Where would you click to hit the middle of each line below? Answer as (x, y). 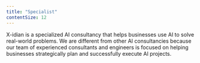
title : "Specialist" (32, 12)
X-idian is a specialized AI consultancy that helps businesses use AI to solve (100, 34)
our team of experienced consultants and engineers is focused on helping (97, 47)
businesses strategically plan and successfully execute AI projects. (89, 53)
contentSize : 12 (26, 17)
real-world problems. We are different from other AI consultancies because (99, 41)
